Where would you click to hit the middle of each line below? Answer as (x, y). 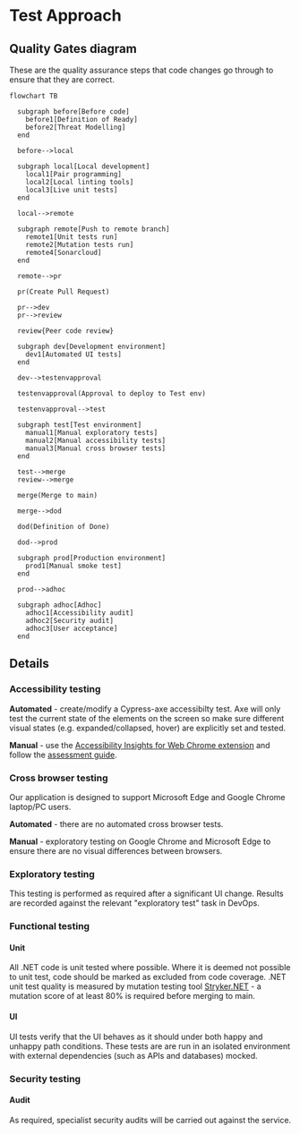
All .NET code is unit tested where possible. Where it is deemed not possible (150, 968)
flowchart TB (34, 96)
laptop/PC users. (40, 806)
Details (29, 664)
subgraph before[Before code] (73, 112)
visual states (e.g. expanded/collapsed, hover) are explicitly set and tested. (148, 728)
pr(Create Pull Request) (64, 292)
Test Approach (66, 16)
